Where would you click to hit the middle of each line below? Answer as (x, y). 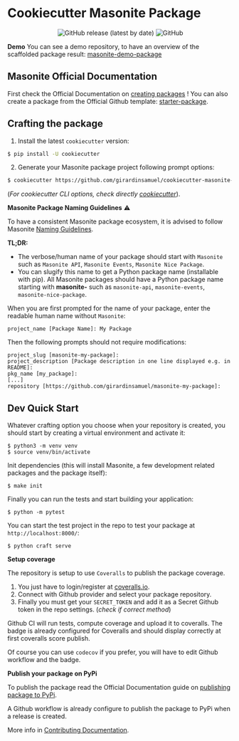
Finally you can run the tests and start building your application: (101, 499)
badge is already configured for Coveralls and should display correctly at (114, 631)
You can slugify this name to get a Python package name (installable (118, 272)
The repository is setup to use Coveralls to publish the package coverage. (116, 573)
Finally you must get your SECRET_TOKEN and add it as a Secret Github (118, 602)
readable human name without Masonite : (67, 316)
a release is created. (37, 716)
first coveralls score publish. (49, 638)
